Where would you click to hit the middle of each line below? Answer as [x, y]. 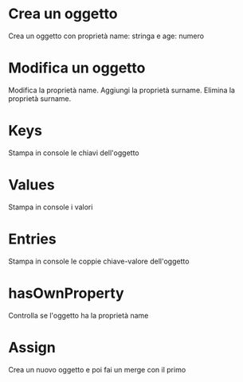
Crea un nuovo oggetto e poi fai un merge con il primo [97, 369]
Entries [33, 239]
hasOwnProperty [67, 293]
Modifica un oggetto [77, 68]
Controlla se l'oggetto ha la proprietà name [78, 315]
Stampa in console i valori [51, 207]
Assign [32, 347]
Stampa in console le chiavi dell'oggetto [74, 153]
